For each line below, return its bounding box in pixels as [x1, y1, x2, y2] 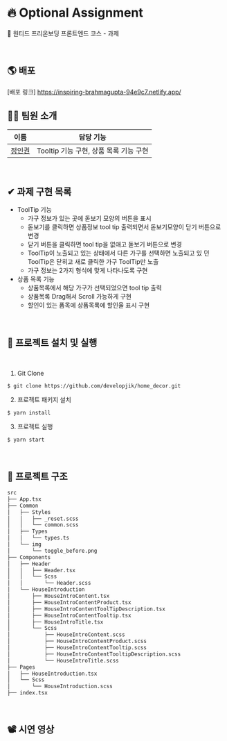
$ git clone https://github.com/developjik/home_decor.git [7, 383, 181, 390]
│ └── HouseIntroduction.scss [7, 683, 113, 690]
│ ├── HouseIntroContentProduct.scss [7, 638, 147, 645]
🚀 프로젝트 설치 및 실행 [7, 337, 98, 349]
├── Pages [7, 663, 36, 671]
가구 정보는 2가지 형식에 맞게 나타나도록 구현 [27, 266, 148, 275]
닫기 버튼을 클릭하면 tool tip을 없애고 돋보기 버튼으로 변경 [27, 240, 182, 249]
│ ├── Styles [7, 508, 51, 515]
